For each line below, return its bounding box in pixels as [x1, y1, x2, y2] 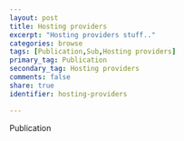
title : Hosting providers [9, 22, 107, 31]
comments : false [9, 73, 71, 82]
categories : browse [9, 38, 83, 48]
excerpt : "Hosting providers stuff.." [9, 30, 156, 39]
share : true [9, 81, 54, 90]
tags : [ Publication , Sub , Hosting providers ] [9, 47, 177, 56]
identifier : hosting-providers [9, 89, 128, 98]
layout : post [9, 13, 59, 23]
